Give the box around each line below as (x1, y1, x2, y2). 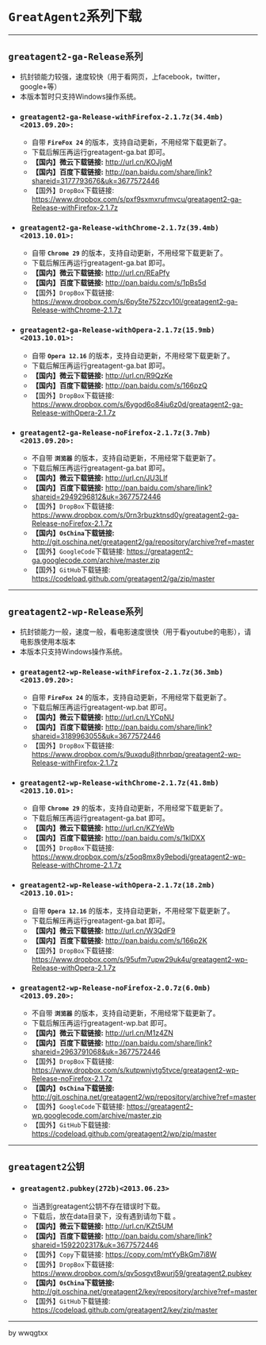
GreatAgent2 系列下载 (8, 7, 142, 25)
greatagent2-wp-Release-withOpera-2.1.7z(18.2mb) (19, 881, 215, 890)
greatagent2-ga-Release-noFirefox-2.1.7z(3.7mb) (19, 428, 211, 437)
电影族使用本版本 (19, 636, 76, 646)
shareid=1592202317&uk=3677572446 (31, 1240, 159, 1250)
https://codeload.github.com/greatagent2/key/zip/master (31, 1304, 218, 1315)
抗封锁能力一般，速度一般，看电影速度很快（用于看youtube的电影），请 (19, 627, 252, 636)
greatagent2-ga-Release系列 (8, 51, 144, 63)
